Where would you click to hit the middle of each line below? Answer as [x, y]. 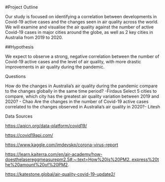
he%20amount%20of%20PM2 [36, 165]
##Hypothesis [19, 47]
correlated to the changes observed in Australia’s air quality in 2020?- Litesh [82, 107]
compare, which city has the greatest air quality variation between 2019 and [82, 96]
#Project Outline [22, 7]
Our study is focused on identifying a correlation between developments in [81, 16]
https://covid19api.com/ [29, 135]
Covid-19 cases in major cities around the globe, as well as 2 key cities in [79, 32]
